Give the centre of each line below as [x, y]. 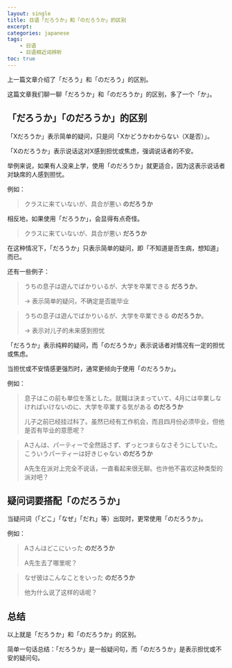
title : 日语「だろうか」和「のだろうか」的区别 [67, 20]
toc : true [21, 59]
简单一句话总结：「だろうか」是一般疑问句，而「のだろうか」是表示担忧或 [111, 649]
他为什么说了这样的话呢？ [61, 592]
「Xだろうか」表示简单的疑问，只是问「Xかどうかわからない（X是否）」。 [110, 136]
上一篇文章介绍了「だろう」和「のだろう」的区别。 [80, 79]
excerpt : [20, 26]
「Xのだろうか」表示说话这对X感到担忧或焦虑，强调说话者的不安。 [102, 151]
